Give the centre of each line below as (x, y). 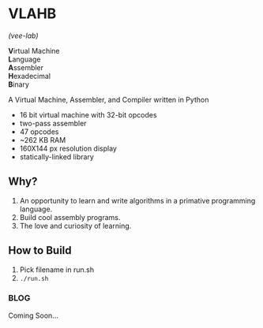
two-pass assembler (53, 123)
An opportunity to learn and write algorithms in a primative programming (137, 200)
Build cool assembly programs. (70, 217)
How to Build (40, 250)
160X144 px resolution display (68, 148)
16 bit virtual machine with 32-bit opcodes (88, 114)
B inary (19, 84)
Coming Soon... (34, 315)
